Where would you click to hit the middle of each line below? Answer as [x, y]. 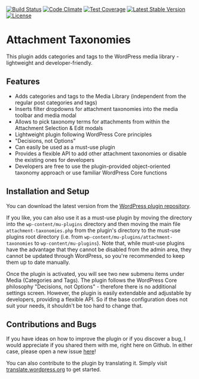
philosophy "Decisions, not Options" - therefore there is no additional [91, 286]
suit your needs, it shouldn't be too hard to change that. [75, 305]
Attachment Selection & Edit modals [59, 128]
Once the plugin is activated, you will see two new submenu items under [95, 273]
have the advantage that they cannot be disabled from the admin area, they [99, 249]
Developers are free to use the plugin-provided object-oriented [92, 166]
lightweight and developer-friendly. [49, 62]
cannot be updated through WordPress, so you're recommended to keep [96, 255]
